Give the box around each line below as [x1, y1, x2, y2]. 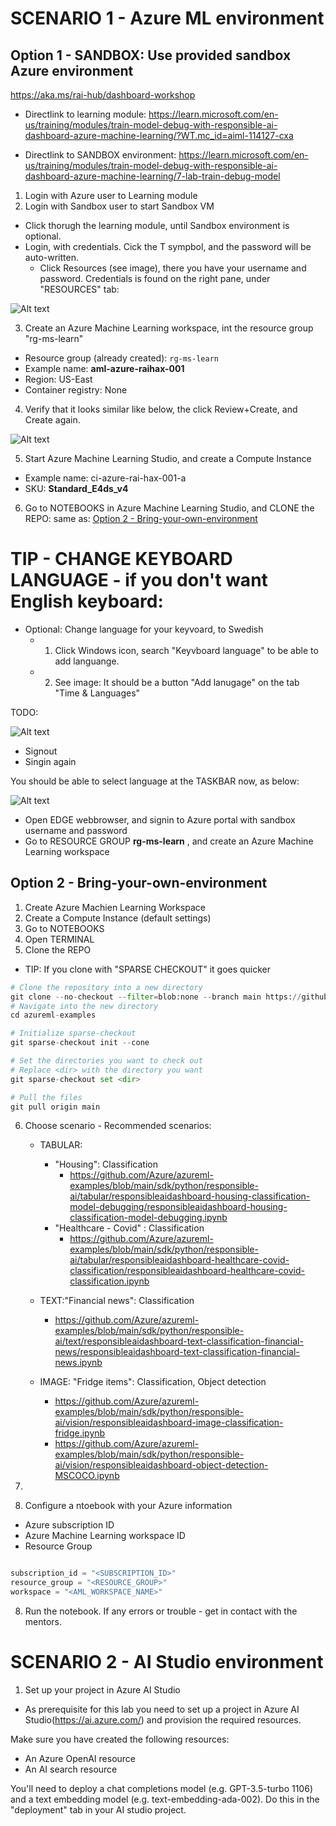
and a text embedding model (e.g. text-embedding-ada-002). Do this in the [10, 1793, 320, 1805]
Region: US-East [24, 373, 93, 385]
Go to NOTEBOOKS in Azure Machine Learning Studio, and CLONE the [24, 502, 315, 514]
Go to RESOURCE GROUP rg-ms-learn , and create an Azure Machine [24, 835, 314, 847]
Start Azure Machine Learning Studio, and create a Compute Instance [24, 453, 312, 464]
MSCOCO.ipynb [54, 1470, 120, 1482]
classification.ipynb [69, 1275, 150, 1287]
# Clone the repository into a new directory [10, 982, 203, 992]
